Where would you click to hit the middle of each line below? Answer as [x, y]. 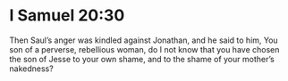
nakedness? [31, 69]
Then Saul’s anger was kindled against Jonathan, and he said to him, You [144, 40]
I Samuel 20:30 [67, 16]
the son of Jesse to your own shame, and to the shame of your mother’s [142, 59]
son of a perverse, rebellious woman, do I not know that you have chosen [144, 49]
